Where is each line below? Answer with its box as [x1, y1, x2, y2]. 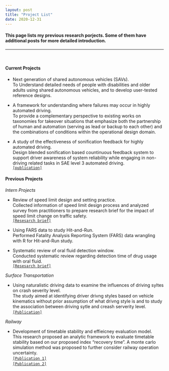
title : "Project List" [5, 12, 53, 17]
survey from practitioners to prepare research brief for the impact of [12, 207, 154, 213]
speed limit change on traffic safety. [12, 212, 88, 219]
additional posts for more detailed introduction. [5, 37, 107, 43]
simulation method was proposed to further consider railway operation [12, 344, 159, 350]
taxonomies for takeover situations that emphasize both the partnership [12, 118, 161, 124]
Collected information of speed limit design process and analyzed [12, 202, 149, 208]
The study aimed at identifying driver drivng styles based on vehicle [12, 292, 154, 299]
